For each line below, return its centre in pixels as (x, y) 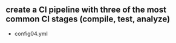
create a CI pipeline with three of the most (86, 10)
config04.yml (31, 33)
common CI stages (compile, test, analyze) (88, 19)
